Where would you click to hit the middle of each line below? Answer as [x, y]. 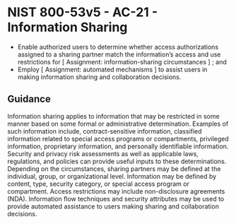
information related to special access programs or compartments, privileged [118, 138]
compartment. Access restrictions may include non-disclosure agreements [116, 191]
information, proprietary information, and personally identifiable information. [118, 146]
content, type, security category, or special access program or [98, 184]
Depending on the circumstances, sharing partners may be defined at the [114, 169]
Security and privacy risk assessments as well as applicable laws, [103, 153]
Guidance [29, 99]
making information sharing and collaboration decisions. [99, 77]
